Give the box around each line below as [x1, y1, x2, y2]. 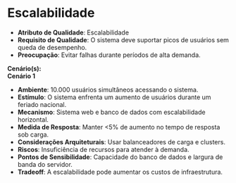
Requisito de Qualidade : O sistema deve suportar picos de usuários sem [17, 35, 229, 44]
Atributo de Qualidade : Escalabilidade [17, 28, 129, 37]
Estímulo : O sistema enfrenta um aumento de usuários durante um [17, 93, 211, 101]
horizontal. [17, 115, 49, 124]
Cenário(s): [7, 64, 42, 72]
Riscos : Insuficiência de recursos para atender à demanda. [17, 145, 190, 153]
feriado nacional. [17, 100, 67, 108]
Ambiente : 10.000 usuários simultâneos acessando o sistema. [17, 85, 199, 94]
